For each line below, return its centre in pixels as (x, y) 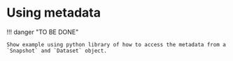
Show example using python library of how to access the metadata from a (116, 44)
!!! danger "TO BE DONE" (43, 32)
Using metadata (54, 13)
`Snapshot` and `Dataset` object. (57, 51)
